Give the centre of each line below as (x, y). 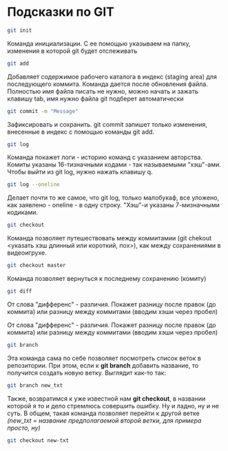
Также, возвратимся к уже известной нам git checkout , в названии (106, 398)
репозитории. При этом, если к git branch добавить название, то (103, 365)
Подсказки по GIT (61, 12)
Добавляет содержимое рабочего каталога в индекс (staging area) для (112, 76)
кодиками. (23, 212)
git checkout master (37, 266)
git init (20, 30)
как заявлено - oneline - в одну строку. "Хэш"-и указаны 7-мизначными (114, 205)
